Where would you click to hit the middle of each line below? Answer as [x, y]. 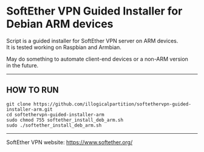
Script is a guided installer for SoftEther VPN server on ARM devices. [92, 41]
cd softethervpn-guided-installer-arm [55, 114]
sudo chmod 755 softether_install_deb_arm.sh [65, 120]
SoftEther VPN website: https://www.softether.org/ [70, 142]
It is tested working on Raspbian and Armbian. [64, 47]
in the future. [22, 65]
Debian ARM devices [60, 24]
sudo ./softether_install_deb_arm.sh [54, 125]
